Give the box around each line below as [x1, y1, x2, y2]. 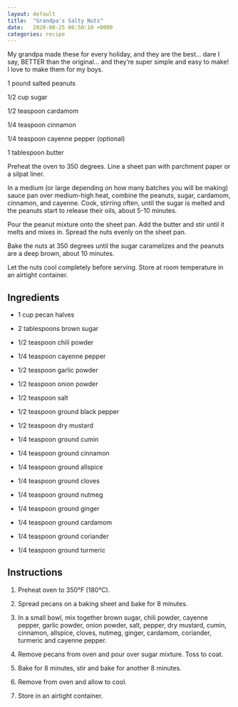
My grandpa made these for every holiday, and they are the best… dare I [7, 50, 220, 59]
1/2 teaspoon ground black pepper [17, 407, 120, 416]
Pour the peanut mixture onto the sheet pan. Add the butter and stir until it [7, 220, 224, 229]
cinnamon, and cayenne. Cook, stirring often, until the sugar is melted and [7, 199, 225, 207]
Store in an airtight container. [17, 691, 103, 700]
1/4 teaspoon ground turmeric [17, 546, 105, 555]
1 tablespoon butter [7, 148, 64, 157]
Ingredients [7, 291, 60, 304]
